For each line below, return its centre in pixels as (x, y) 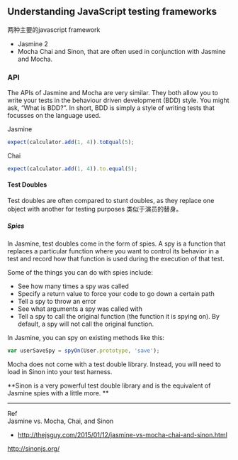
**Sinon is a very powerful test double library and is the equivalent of (109, 385)
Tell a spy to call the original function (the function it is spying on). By (118, 317)
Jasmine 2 (33, 44)
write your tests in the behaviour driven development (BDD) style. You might (118, 100)
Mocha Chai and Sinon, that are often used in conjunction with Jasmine (121, 51)
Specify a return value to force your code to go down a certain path (116, 294)
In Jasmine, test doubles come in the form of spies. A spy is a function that (117, 243)
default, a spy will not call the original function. (86, 324)
